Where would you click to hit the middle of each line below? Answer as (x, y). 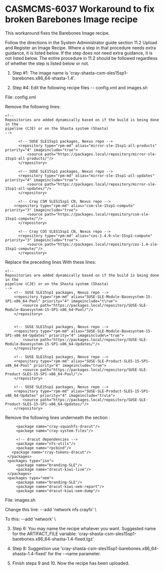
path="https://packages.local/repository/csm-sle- (97, 214)
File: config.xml (21, 97)
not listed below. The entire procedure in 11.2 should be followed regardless (82, 58)
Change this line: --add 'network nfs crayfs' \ (51, 509)
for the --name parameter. (74, 553)
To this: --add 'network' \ (31, 519)
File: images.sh (20, 500)
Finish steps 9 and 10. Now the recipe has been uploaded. (71, 563)
